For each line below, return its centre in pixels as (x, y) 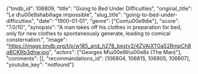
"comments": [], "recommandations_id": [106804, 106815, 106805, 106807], (98, 58)
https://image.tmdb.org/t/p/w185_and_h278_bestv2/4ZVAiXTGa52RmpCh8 (100, 46)
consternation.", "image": (37, 40)
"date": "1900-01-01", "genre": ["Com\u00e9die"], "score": (108, 21)
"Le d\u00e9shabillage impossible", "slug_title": (64, 15)
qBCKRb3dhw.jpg (28, 52)
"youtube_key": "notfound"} (40, 65)
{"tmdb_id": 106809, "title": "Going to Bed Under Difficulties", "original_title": (99, 9)
